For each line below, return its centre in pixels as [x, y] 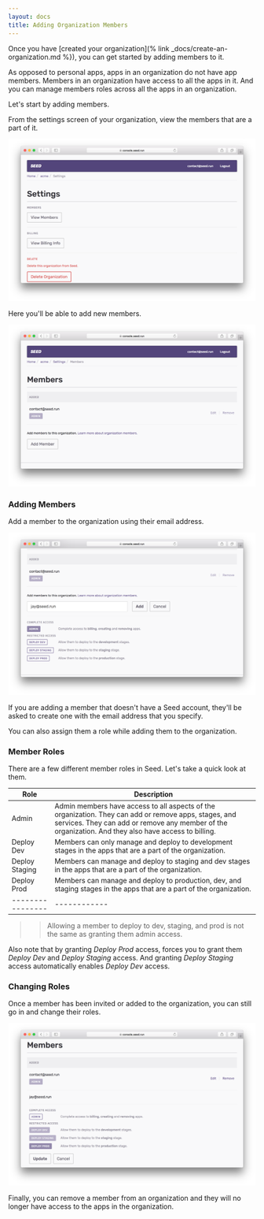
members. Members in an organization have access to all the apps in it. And [131, 80]
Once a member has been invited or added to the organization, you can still [130, 1004]
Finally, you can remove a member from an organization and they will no [125, 1198]
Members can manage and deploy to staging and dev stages [152, 861]
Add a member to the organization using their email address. [106, 522]
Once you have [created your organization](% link [89, 48]
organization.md [35, 57]
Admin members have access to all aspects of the [135, 806]
